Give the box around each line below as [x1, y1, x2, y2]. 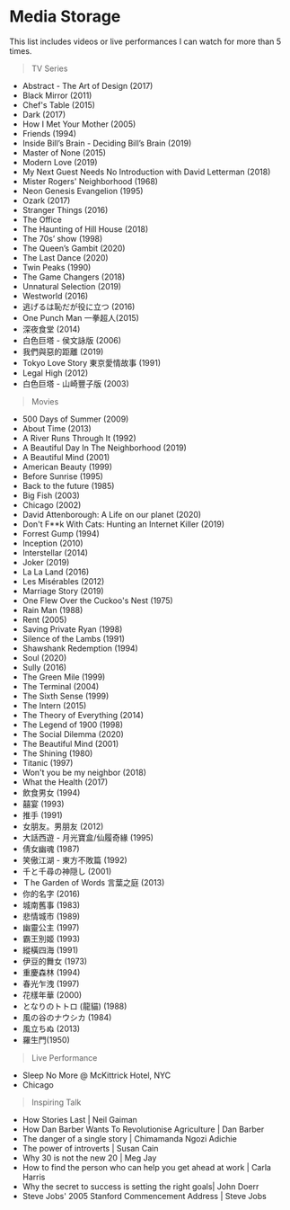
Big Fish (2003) [22, 490, 81, 501]
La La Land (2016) [22, 566, 90, 577]
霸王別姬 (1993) [22, 933, 81, 944]
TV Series [31, 63, 68, 74]
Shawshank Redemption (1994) [22, 643, 139, 654]
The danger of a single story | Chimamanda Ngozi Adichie [22, 1133, 238, 1143]
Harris [22, 1171, 46, 1182]
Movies [31, 396, 59, 406]
